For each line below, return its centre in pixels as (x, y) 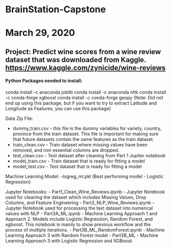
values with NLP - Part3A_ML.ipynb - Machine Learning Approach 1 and (81, 213)
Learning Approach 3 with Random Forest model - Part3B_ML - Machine (82, 235)
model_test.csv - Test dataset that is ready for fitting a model (77, 166)
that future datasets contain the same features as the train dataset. (83, 139)
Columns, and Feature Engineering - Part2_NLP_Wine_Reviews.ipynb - (80, 202)
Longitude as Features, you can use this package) (58, 108)
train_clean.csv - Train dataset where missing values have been (80, 144)
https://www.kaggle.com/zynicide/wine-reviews (85, 68)
